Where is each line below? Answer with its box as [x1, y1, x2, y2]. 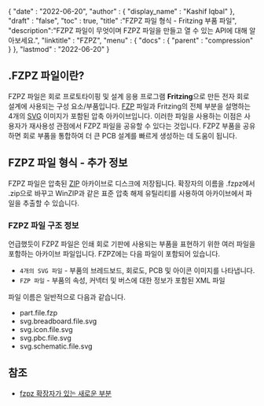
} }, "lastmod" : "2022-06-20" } [8, 45, 110, 54]
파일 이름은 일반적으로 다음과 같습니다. [8, 292, 126, 301]
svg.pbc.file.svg [19, 333, 72, 342]
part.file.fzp [19, 308, 58, 317]
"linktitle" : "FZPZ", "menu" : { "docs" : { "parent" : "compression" [41, 35, 254, 45]
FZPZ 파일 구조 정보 [8, 220, 79, 231]
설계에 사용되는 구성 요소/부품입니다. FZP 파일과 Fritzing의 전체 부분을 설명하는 [8, 101, 251, 111]
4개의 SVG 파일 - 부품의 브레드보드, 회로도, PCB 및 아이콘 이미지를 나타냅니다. [19, 265, 255, 275]
